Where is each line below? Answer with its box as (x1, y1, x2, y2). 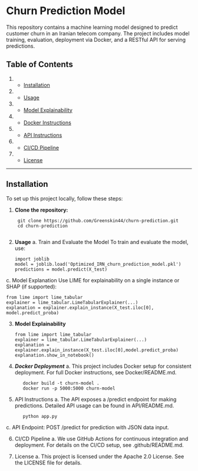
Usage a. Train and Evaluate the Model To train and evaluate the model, (14, 238, 189, 245)
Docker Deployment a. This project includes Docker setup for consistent (14, 363, 192, 370)
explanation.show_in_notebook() (14, 352, 94, 358)
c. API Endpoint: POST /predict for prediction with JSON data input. (6, 423, 170, 431)
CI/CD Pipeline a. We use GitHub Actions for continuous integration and (14, 435, 189, 442)
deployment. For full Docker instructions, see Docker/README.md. (14, 368, 177, 376)
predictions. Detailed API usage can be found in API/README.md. (14, 402, 174, 409)
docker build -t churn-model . (22, 380, 100, 386)
